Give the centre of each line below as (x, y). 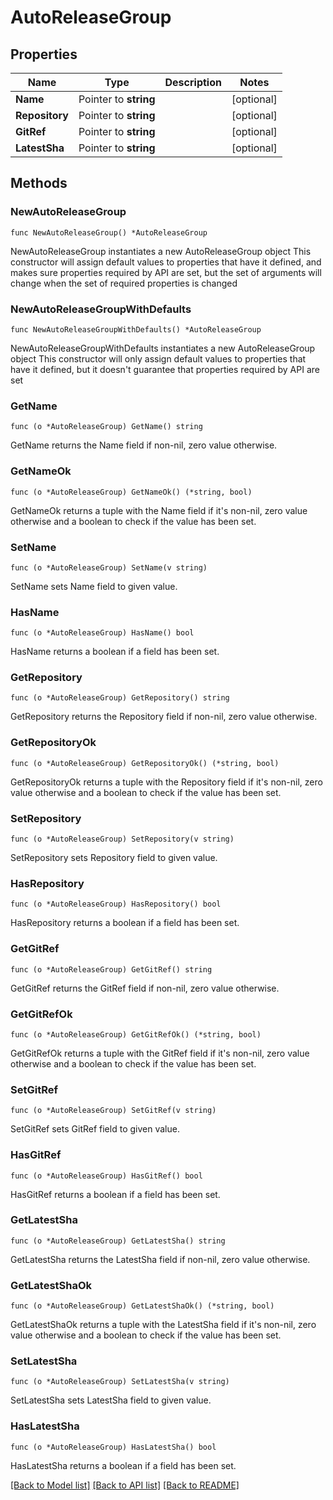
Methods (39, 183)
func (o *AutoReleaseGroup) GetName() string (106, 427)
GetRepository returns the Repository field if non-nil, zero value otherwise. (164, 717)
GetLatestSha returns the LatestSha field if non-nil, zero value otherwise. (160, 1259)
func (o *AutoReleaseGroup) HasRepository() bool (116, 904)
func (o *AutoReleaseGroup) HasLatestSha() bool (113, 1447)
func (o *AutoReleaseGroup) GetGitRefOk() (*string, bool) (136, 1034)
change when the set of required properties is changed (124, 283)
